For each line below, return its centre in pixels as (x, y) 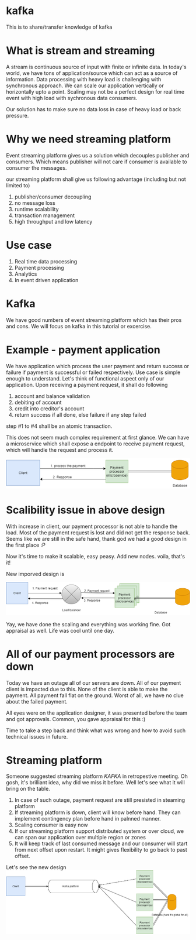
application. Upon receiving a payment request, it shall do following (87, 385)
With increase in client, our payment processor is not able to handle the (92, 526)
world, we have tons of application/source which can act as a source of (92, 73)
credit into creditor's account (49, 409)
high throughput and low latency (53, 221)
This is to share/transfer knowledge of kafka (59, 27)
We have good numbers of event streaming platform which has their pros (94, 320)
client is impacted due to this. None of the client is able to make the (87, 689)
